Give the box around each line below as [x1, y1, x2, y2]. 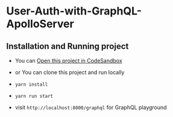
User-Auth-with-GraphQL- [6, 4, 142, 18]
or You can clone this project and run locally [14, 69, 125, 76]
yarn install [14, 81, 48, 87]
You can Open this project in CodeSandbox [14, 57, 122, 64]
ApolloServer [6, 17, 74, 31]
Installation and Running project [6, 41, 129, 51]
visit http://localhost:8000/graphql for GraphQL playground [14, 104, 167, 111]
